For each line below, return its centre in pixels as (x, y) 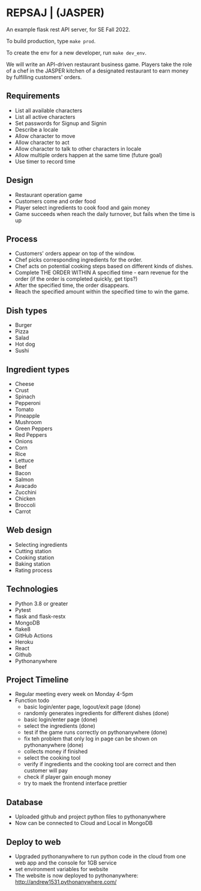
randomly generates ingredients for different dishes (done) (96, 713)
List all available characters (49, 110)
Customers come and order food (55, 201)
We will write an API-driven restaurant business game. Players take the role (99, 64)
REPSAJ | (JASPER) (55, 13)
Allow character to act (42, 142)
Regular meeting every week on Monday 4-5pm (74, 694)
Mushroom (28, 422)
